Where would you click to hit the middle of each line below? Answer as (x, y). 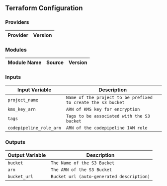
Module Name (25, 62)
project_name (23, 100)
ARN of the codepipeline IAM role (107, 128)
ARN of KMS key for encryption (103, 109)
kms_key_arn (22, 109)
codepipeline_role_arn (34, 128)
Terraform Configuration (44, 8)
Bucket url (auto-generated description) (100, 176)
